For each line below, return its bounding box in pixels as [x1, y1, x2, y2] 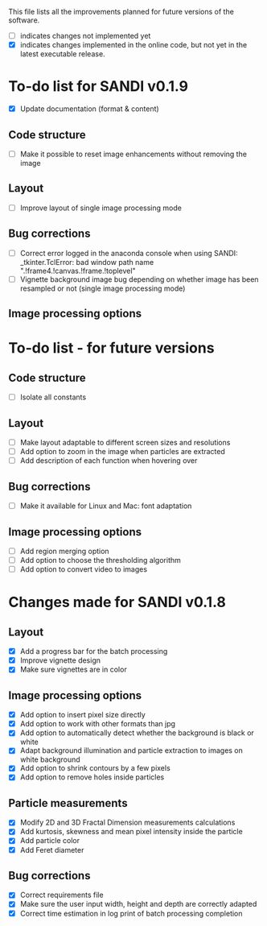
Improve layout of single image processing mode [19, 203, 183, 213]
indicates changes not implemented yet [19, 31, 151, 40]
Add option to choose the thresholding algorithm [19, 556, 181, 565]
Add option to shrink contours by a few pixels [19, 763, 170, 773]
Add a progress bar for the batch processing [19, 647, 168, 656]
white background [19, 754, 80, 764]
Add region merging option [19, 546, 110, 556]
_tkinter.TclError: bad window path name [19, 257, 154, 267]
